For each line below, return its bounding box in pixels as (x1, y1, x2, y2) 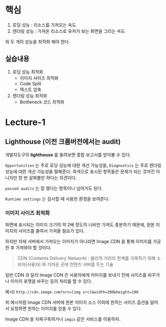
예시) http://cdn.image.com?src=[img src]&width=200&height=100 (5, 289, 139, 295)
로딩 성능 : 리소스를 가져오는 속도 (12, 22, 76, 28)
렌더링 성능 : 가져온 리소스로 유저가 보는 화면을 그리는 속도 (12, 28, 125, 34)
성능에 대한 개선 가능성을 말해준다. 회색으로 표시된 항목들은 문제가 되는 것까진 (5, 168, 155, 174)
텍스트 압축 (19, 86, 41, 92)
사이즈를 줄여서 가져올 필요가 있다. (18, 228, 85, 234)
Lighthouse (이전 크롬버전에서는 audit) (5, 138, 121, 146)
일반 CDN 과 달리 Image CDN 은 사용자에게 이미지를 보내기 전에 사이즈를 (5, 272, 147, 278)
